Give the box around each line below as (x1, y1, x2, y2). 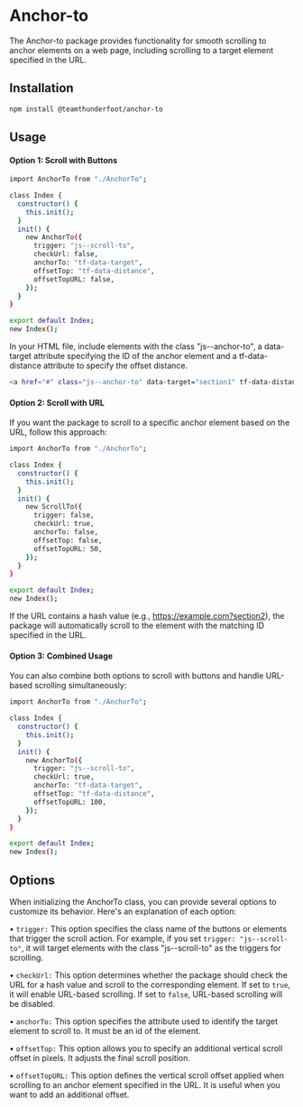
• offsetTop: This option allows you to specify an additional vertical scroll (9, 1043, 283, 1054)
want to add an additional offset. (9, 1089, 130, 1100)
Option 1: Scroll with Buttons (9, 154, 118, 165)
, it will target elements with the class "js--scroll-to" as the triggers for (21, 942, 281, 953)
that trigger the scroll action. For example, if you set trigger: (9, 933, 236, 944)
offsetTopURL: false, (32, 274, 115, 284)
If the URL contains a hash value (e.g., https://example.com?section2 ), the (9, 611, 285, 622)
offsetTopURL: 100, (32, 798, 106, 807)
